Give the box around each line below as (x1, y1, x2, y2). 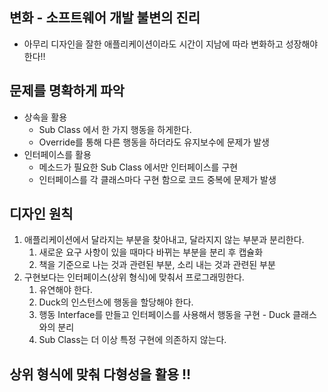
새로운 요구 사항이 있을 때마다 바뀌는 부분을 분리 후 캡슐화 (38, 246, 264, 258)
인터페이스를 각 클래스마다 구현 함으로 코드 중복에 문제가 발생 (38, 173, 277, 185)
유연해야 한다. (38, 284, 93, 296)
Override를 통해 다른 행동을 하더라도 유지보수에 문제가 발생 (38, 136, 270, 148)
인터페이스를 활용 (23, 148, 92, 160)
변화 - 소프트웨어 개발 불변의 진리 (9, 9, 201, 27)
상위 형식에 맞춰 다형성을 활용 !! (9, 366, 192, 383)
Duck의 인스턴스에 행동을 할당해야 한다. (38, 296, 194, 308)
